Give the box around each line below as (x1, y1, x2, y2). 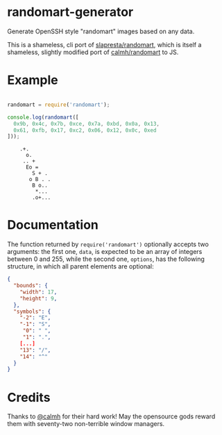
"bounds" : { (13, 282, 49, 289)
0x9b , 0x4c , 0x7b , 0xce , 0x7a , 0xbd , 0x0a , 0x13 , (13, 120, 160, 127)
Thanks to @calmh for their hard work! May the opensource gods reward (7, 412, 216, 420)
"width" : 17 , (19, 289, 58, 296)
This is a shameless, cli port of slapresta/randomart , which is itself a (7, 40, 202, 49)
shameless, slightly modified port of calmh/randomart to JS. (7, 48, 179, 56)
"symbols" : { (13, 308, 51, 315)
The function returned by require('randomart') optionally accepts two (7, 240, 210, 248)
